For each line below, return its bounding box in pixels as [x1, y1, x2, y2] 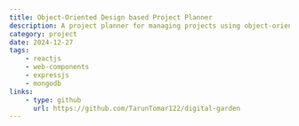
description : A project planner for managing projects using [9, 21, 241, 30]
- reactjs [25, 54, 62, 63]
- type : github [25, 95, 82, 105]
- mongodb [25, 79, 62, 88]
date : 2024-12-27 [9, 37, 74, 47]
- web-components [25, 63, 90, 72]
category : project [9, 29, 77, 38]
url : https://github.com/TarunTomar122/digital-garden [32, 104, 241, 113]
